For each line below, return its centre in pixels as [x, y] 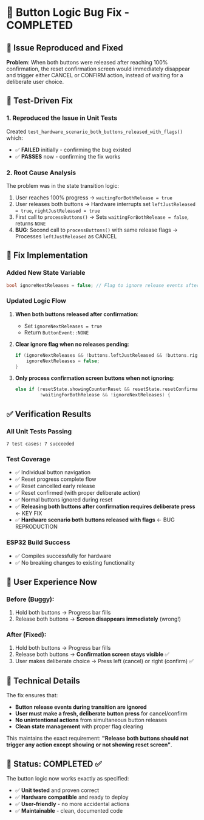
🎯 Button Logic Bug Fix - [68, 12]
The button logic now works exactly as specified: [68, 779]
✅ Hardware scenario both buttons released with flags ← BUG [95, 520]
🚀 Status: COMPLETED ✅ [54, 764]
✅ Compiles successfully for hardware [63, 556]
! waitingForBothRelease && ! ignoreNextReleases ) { [105, 395]
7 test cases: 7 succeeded [40, 444]
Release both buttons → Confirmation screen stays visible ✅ [92, 654]
